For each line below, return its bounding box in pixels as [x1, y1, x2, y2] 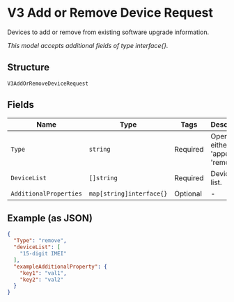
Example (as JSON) [7, 212, 93, 224]
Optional [173, 189, 202, 198]
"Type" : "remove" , [13, 237, 68, 244]
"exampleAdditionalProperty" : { [13, 263, 108, 270]
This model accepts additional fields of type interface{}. [7, 41, 169, 49]
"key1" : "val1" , [19, 269, 68, 276]
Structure [7, 61, 50, 74]
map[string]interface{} [88, 189, 168, 198]
